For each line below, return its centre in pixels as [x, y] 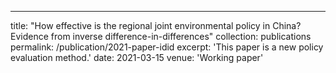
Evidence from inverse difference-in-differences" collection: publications [161, 36]
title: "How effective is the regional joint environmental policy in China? [156, 25]
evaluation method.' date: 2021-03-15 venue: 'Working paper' [137, 57]
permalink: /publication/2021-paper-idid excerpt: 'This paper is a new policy [167, 47]
